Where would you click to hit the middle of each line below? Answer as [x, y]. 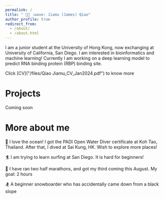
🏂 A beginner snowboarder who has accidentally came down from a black [82, 184]
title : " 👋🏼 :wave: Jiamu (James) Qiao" [48, 15]
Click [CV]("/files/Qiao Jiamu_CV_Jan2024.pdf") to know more [70, 73]
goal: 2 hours [19, 174]
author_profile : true [28, 19]
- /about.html [24, 33]
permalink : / [19, 10]
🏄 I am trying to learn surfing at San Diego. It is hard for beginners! [74, 157]
